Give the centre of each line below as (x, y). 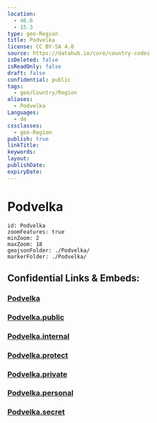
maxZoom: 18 (25, 244)
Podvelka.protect (38, 355)
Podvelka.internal (39, 336)
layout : (19, 159)
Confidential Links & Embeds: (74, 278)
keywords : (22, 152)
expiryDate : (25, 172)
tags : (15, 86)
